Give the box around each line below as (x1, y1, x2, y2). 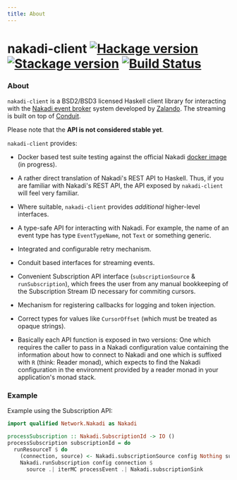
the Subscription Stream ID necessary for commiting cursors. (17, 287, 196, 296)
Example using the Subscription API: (7, 407, 113, 415)
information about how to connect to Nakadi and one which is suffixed (17, 350, 222, 359)
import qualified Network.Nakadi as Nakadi (7, 420, 138, 427)
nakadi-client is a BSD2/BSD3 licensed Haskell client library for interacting (7, 97, 226, 106)
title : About (7, 10, 46, 18)
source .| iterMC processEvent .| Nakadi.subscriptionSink (25, 466, 203, 473)
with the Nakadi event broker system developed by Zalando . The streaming (7, 104, 226, 113)
